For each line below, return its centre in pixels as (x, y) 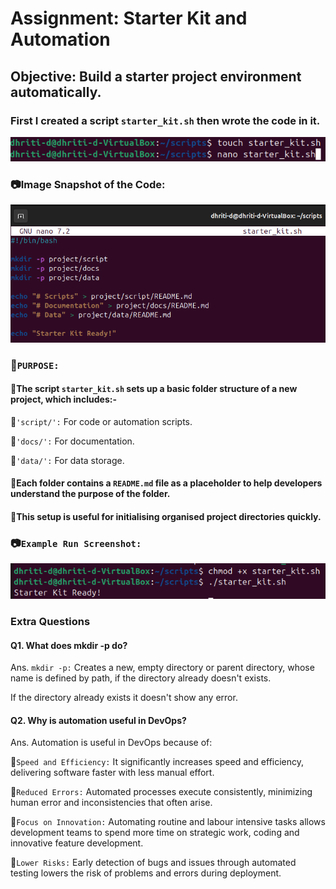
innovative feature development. (77, 843)
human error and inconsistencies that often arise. (111, 803)
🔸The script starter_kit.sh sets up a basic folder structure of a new (154, 389)
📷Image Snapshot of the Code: (88, 184)
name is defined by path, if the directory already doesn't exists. (141, 678)
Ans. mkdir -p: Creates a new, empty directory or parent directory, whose (162, 668)
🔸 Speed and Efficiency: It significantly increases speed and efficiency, (157, 762)
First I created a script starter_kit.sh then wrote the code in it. (165, 120)
